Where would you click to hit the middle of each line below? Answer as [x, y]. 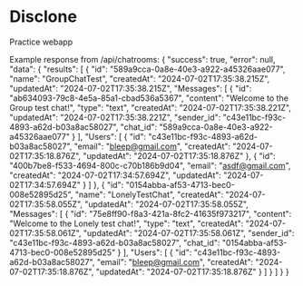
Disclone [43, 17]
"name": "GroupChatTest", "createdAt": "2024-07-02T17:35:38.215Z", [140, 78]
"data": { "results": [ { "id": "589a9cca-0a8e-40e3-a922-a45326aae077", [147, 69]
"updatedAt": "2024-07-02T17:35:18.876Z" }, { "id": [180, 155]
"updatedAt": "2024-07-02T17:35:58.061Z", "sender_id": [189, 232]
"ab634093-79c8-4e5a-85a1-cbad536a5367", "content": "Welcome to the [149, 98]
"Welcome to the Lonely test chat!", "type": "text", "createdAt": [127, 223]
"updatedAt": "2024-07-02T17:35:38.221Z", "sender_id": [115, 117]
